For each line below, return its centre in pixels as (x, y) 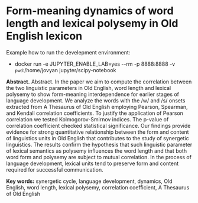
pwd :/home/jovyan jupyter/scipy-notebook (65, 70)
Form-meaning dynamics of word (90, 11)
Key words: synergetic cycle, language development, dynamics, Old (89, 181)
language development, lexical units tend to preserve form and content (92, 163)
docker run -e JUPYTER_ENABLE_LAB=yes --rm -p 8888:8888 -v (95, 64)
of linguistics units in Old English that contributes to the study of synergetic (98, 138)
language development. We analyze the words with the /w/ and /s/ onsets (96, 100)
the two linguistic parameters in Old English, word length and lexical (89, 88)
